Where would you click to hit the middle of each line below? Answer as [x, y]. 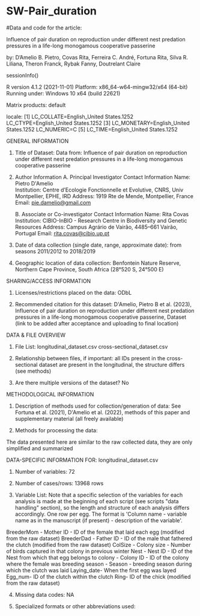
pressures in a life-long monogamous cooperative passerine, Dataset [100, 317]
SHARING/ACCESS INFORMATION [49, 281]
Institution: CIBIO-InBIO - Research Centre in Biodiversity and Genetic [101, 220]
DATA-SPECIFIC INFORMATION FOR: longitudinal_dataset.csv [82, 460]
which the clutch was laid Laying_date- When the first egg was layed [91, 570]
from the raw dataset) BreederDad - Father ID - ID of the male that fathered [99, 538]
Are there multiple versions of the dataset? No [72, 382]
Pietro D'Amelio [34, 183]
